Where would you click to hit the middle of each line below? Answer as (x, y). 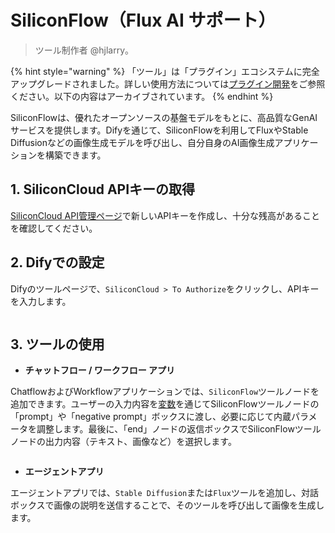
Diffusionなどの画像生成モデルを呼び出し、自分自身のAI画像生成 (142, 142)
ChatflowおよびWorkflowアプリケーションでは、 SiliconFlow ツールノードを (165, 392)
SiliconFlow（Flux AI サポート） (143, 20)
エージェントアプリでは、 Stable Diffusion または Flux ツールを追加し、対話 (164, 493)
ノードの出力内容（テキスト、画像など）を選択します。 (123, 442)
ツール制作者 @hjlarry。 (84, 50)
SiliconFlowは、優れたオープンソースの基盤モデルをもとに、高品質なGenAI (164, 117)
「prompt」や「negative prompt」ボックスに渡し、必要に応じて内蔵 (151, 417)
